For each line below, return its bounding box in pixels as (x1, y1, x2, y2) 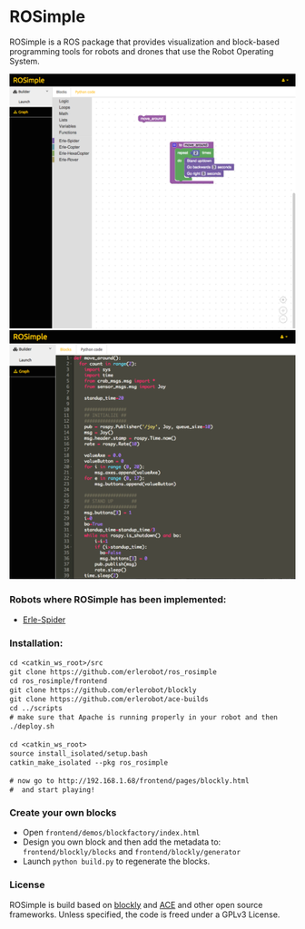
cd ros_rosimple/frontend (9, 676, 107, 686)
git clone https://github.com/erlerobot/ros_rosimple (9, 667, 218, 677)
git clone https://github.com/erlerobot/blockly (9, 685, 197, 695)
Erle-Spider (22, 614, 66, 625)
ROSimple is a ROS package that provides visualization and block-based (9, 36, 280, 47)
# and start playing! (9, 785, 95, 795)
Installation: (9, 637, 64, 650)
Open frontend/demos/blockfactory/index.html (22, 827, 201, 838)
